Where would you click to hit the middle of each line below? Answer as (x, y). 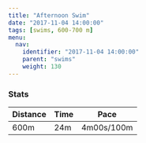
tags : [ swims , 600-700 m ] (51, 30)
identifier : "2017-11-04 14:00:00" (81, 52)
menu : (17, 37)
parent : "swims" (49, 60)
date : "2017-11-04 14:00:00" (56, 23)
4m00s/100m (107, 128)
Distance (29, 115)
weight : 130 (42, 67)
